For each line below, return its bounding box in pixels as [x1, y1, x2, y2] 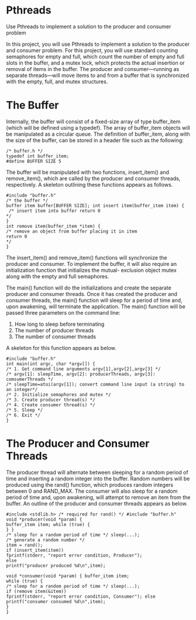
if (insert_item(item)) [6, 547, 64, 553]
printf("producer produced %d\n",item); [6, 562, 106, 568]
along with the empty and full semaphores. [6, 272, 109, 279]
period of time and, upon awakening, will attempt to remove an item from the [6, 494, 191, 501]
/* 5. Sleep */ [6, 407, 43, 413]
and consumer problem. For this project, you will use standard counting [6, 46, 178, 53]
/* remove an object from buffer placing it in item [6, 228, 137, 234]
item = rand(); [6, 542, 43, 548]
